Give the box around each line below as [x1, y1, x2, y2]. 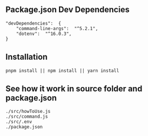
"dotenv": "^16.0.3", [16, 31, 72, 37]
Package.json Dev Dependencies [5, 5, 130, 15]
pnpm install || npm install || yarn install [5, 67, 119, 73]
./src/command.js [5, 114, 48, 120]
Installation [5, 52, 48, 62]
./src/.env [5, 119, 32, 125]
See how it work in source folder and [5, 84, 143, 94]
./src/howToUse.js [5, 109, 51, 115]
